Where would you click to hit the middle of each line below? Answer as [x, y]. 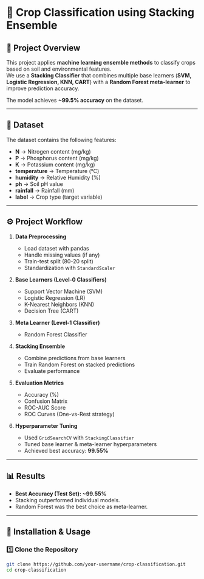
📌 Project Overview [43, 48]
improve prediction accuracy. [43, 88]
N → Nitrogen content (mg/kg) [53, 151]
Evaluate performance [52, 371]
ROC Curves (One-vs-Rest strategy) [70, 414]
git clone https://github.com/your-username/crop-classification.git [96, 564]
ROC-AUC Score [45, 407]
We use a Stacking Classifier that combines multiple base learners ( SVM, [99, 75]
